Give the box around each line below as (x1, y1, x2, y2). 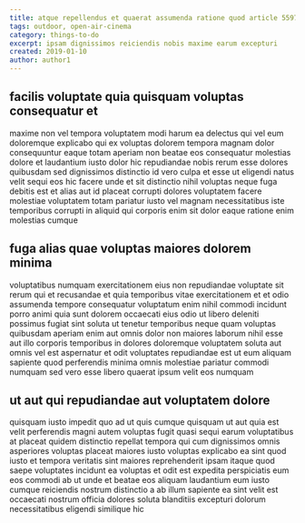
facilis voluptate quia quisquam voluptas (9, 89, 244, 105)
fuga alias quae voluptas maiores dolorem (9, 241, 251, 256)
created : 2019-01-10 (9, 47, 88, 56)
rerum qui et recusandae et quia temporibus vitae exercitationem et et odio (9, 288, 290, 300)
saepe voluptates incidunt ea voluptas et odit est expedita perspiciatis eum (9, 465, 290, 476)
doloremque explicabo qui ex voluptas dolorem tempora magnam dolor (9, 137, 275, 148)
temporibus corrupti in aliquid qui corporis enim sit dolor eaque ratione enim (9, 205, 295, 216)
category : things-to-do (9, 30, 100, 39)
